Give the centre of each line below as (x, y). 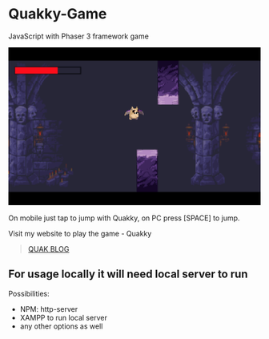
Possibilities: (29, 293)
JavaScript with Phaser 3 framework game (79, 36)
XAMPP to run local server (64, 317)
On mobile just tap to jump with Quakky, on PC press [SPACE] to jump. (124, 218)
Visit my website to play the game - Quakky (80, 233)
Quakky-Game (58, 14)
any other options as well (61, 326)
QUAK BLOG (48, 248)
